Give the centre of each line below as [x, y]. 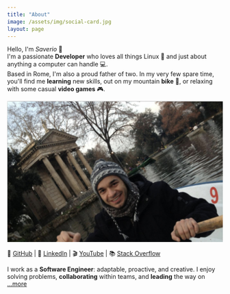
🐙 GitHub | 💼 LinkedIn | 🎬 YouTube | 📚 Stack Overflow [84, 254]
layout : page [26, 29]
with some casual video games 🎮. [56, 89]
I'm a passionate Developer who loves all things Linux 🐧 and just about [107, 57]
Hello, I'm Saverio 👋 [35, 49]
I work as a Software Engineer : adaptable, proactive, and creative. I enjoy [111, 269]
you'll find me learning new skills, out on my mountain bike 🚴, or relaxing [110, 82]
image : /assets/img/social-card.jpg [59, 22]
